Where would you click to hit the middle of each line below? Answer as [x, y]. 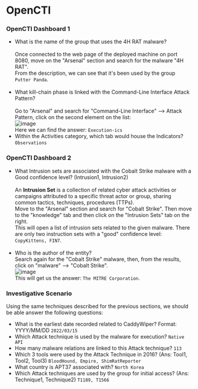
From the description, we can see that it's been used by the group [95, 73]
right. [21, 221]
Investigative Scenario [39, 293]
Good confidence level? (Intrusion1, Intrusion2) [72, 177]
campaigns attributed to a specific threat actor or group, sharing [93, 196]
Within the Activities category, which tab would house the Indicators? [99, 136]
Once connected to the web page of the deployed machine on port [96, 55]
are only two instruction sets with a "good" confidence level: [88, 234]
